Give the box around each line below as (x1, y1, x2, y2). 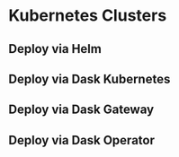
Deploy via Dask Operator (8, 132, 155, 148)
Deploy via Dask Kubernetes (8, 71, 171, 86)
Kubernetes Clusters (8, 5, 167, 26)
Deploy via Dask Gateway (8, 102, 155, 118)
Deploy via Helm (8, 41, 103, 57)
